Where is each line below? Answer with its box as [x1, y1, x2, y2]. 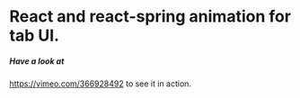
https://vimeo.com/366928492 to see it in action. [9, 78, 191, 89]
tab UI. [9, 25, 60, 46]
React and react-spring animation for [9, 6, 292, 27]
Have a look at [9, 56, 65, 67]
